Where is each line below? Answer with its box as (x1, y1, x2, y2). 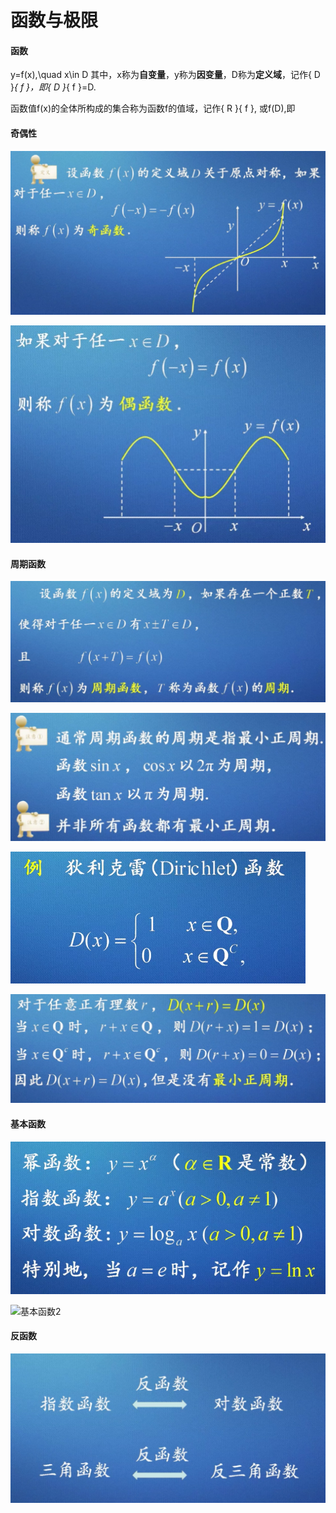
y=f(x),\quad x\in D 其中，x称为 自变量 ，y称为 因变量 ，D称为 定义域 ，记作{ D (10, 69, 321, 81)
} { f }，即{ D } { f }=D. (10, 81, 97, 93)
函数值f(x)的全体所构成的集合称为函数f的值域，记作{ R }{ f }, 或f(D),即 (10, 102, 296, 115)
